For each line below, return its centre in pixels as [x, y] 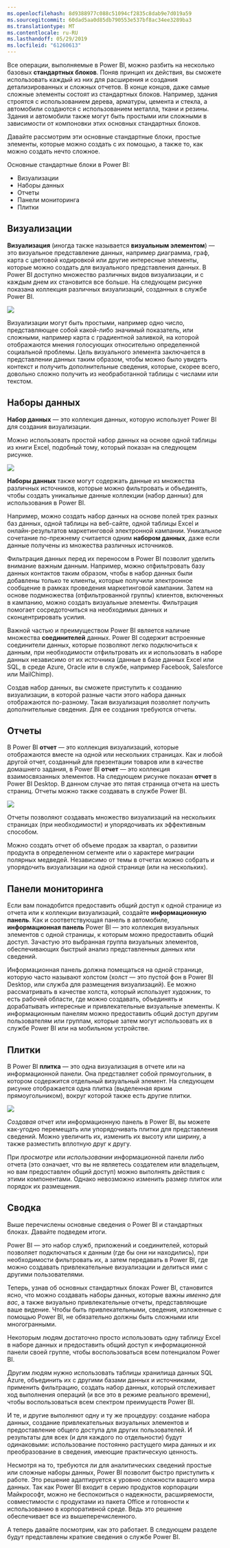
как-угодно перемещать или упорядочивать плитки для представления [113, 1129]
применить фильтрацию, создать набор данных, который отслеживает [111, 1387]
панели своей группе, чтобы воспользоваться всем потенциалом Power [114, 1352]
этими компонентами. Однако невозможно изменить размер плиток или [114, 1179]
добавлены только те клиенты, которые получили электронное [100, 580]
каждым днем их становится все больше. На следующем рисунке [105, 282]
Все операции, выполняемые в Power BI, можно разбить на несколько [111, 65]
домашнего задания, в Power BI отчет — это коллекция [89, 769]
